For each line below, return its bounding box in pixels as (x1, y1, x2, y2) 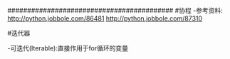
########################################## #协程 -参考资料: (7, 6, 223, 14)
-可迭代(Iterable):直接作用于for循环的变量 (7, 44, 128, 52)
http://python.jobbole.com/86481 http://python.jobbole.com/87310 (7, 14, 203, 23)
